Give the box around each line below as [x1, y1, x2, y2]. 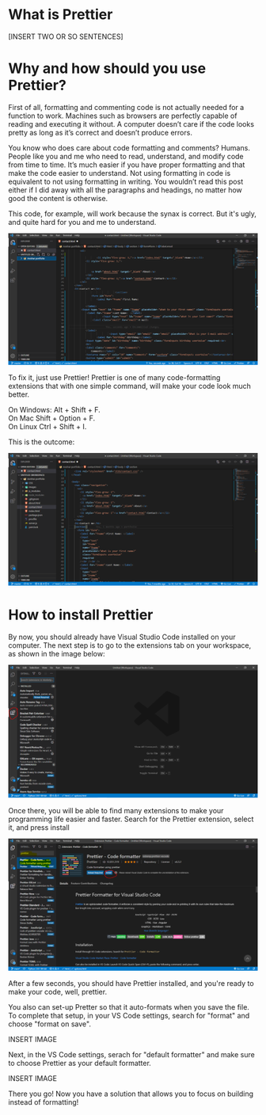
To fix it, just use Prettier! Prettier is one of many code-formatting [8, 373, 221, 382]
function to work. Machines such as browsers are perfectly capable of [8, 111, 237, 120]
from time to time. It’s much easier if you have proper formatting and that [8, 160, 245, 169]
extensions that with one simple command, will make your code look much [8, 382, 252, 391]
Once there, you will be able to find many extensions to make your [8, 806, 224, 816]
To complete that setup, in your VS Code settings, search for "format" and [8, 1011, 250, 1021]
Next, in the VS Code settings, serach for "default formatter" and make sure [8, 1050, 255, 1060]
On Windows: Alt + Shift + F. [8, 405, 101, 415]
